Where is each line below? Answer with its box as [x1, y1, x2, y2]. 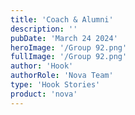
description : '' [10, 24, 78, 34]
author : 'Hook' [10, 61, 74, 71]
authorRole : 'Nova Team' [10, 71, 114, 81]
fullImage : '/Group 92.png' [10, 52, 128, 62]
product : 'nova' [10, 89, 78, 99]
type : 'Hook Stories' [10, 80, 101, 90]
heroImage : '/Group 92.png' [10, 42, 128, 53]
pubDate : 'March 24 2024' [10, 33, 118, 43]
